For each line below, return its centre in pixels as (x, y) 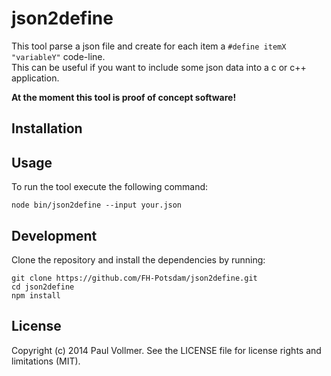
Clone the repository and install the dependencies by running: (138, 259)
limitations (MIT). (46, 361)
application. (35, 78)
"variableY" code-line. (58, 56)
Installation (47, 128)
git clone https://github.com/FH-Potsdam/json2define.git (134, 278)
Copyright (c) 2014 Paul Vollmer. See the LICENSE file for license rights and (166, 350)
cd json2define (43, 287)
